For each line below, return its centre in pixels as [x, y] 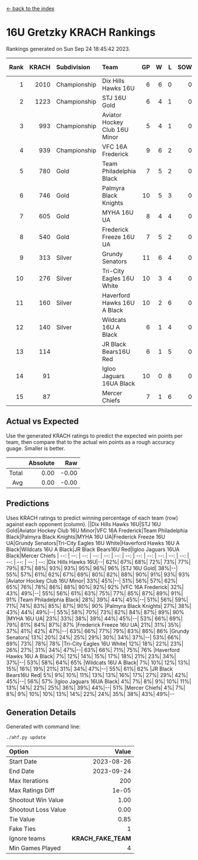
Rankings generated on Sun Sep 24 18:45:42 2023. [68, 49]
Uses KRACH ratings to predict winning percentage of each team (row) [92, 518]
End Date [22, 771]
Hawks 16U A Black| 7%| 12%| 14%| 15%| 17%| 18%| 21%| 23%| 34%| [91, 656]
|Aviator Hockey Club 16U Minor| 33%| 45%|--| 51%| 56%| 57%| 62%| [92, 581]
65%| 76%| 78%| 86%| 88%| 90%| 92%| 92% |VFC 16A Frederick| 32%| [95, 587]
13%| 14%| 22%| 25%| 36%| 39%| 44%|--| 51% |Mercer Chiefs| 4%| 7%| [96, 687]
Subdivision [73, 67]
